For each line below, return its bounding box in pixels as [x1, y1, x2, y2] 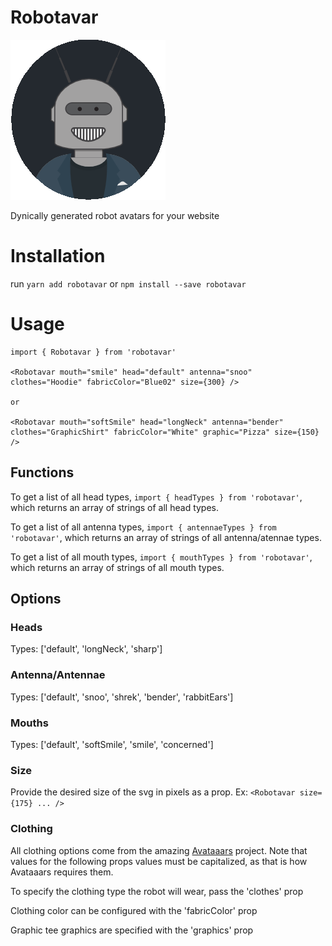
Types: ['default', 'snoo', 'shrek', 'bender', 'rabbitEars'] [10, 691, 234, 703]
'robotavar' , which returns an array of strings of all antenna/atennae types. [10, 531, 322, 543]
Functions [10, 464, 75, 481]
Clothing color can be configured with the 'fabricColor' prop [10, 904, 258, 916]
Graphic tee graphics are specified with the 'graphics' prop [10, 924, 254, 936]
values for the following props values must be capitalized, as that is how [10, 855, 308, 867]
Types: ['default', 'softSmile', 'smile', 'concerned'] [10, 738, 214, 750]
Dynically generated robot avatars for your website [10, 209, 220, 221]
